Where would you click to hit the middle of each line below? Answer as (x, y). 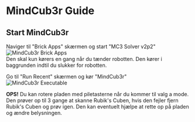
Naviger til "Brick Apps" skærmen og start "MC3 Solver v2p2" (81, 46)
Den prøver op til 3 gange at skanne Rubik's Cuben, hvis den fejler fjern (92, 100)
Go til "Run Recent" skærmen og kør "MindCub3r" (66, 77)
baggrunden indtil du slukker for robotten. (57, 65)
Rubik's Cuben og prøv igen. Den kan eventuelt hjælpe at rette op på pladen (97, 106)
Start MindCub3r (37, 33)
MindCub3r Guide (50, 11)
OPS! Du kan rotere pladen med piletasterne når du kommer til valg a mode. (97, 94)
